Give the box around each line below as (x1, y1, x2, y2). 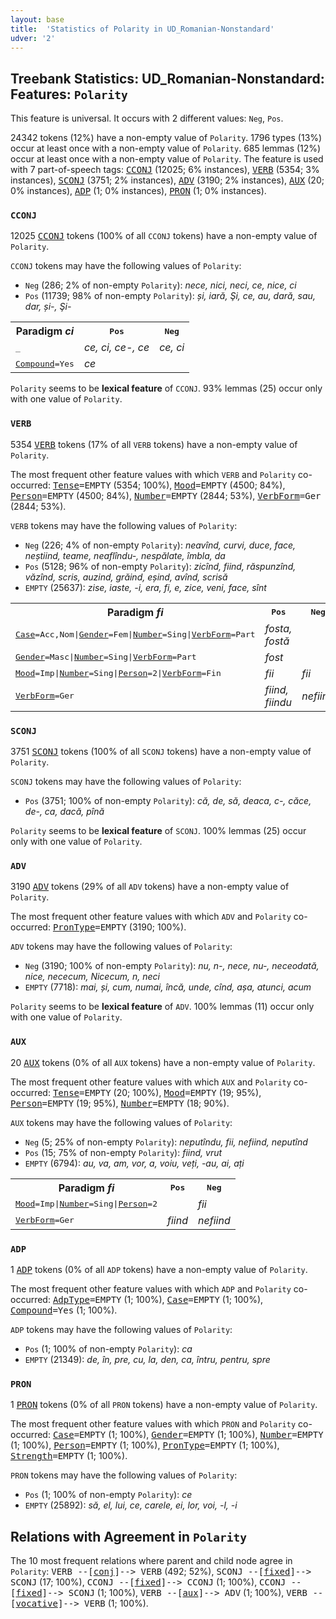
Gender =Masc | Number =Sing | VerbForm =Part (15, 652, 197, 663)
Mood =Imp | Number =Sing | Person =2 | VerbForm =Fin (15, 668, 222, 679)
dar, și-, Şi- (24, 301, 72, 313)
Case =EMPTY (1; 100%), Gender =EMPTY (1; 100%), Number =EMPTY (52, 1429, 324, 1441)
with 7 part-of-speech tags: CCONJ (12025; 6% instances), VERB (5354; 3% (10, 164, 320, 176)
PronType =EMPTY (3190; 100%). (52, 921, 187, 933)
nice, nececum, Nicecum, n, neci (24, 971, 160, 983)
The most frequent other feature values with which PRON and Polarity (10, 1418, 297, 1430)
